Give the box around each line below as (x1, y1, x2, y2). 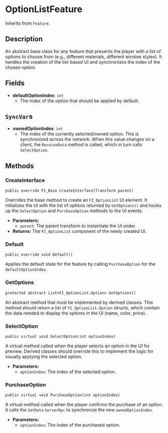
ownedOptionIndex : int (12, 126, 63, 132)
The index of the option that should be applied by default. (20, 97, 139, 104)
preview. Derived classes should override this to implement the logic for (5, 348, 154, 354)
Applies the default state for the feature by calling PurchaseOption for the (5, 261, 156, 267)
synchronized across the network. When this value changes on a (20, 136, 155, 142)
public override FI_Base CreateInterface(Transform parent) (5, 188, 134, 194)
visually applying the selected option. (5, 353, 82, 359)
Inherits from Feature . (5, 20, 50, 26)
